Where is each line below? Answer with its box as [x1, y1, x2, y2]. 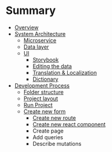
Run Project [23, 101, 53, 108]
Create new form [23, 108, 66, 115]
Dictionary [32, 75, 59, 83]
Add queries [32, 133, 64, 140]
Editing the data [32, 62, 72, 70]
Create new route [32, 114, 76, 122]
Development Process [14, 81, 70, 89]
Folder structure [23, 88, 64, 95]
